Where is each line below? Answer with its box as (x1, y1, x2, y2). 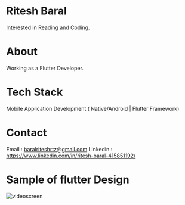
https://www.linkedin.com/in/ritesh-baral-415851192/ (6, 152, 136, 159)
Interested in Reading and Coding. (6, 24, 90, 31)
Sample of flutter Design (6, 173, 129, 186)
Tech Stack (6, 85, 63, 99)
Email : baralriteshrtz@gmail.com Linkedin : (6, 145, 113, 153)
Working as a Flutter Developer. (6, 64, 84, 72)
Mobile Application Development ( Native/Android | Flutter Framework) (6, 105, 180, 112)
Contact (6, 126, 47, 139)
